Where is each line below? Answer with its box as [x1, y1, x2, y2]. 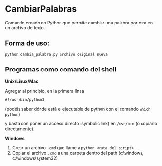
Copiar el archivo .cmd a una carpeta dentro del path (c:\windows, [12, 150, 144, 156]
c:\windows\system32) [12, 155, 58, 161]
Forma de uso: [5, 39, 50, 47]
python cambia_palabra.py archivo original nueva [5, 52, 108, 57]
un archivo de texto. [5, 24, 45, 30]
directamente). [5, 126, 35, 132]
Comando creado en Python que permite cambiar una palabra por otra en [5, 20, 153, 25]
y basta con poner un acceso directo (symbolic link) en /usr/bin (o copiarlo [5, 120, 158, 126]
